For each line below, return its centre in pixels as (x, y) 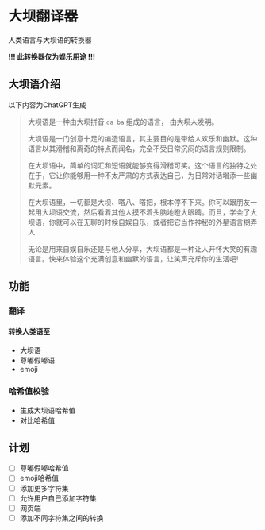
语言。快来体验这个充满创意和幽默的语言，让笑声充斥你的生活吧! (133, 258)
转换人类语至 (29, 331)
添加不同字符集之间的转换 (61, 518)
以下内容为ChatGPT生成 (48, 105)
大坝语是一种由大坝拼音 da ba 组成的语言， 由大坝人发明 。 (123, 122)
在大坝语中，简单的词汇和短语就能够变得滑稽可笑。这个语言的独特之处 (142, 165)
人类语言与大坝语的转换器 (50, 40)
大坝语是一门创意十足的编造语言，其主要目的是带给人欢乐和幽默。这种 (142, 138)
